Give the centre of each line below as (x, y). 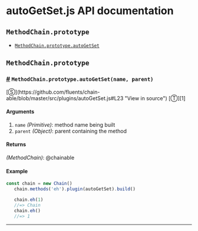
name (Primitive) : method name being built (65, 124)
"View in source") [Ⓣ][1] (155, 98)
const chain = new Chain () (39, 184)
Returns (16, 144)
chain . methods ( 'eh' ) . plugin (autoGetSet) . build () (75, 189)
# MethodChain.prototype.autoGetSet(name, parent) (80, 79)
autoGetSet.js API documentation (90, 11)
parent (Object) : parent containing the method (70, 131)
